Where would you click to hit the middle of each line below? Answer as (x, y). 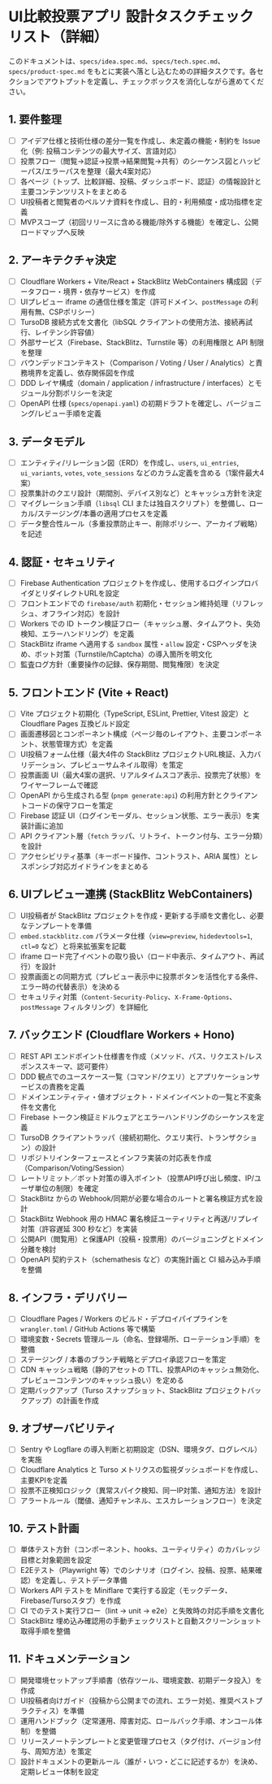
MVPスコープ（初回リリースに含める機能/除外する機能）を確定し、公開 (139, 222)
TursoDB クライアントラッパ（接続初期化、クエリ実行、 (114, 1137)
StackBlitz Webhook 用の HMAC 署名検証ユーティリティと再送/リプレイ (140, 1219)
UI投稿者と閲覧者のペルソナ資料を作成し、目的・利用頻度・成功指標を (138, 201)
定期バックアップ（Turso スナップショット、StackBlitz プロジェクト (134, 1390)
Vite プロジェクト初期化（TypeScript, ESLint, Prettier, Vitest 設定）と (135, 714)
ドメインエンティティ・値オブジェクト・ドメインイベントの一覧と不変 (137, 1097)
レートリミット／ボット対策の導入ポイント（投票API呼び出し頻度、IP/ (137, 1178)
